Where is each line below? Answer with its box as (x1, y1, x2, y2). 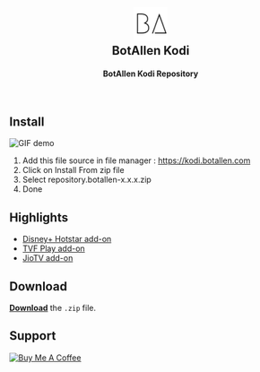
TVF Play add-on (22, 243, 85, 254)
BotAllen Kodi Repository (102, 68, 199, 79)
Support (9, 328, 56, 343)
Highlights (9, 210, 69, 225)
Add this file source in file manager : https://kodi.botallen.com (22, 155, 251, 166)
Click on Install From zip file (22, 165, 125, 176)
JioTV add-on (22, 253, 74, 264)
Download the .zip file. (9, 303, 97, 314)
